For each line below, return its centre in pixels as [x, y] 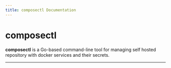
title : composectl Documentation [41, 10]
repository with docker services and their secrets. [58, 55]
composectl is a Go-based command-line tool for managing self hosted [81, 50]
